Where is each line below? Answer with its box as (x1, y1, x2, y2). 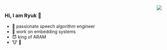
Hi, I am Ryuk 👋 (4, 12, 42, 19)
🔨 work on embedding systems (11, 28, 76, 34)
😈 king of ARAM (11, 34, 46, 40)
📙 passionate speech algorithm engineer (11, 23, 95, 29)
